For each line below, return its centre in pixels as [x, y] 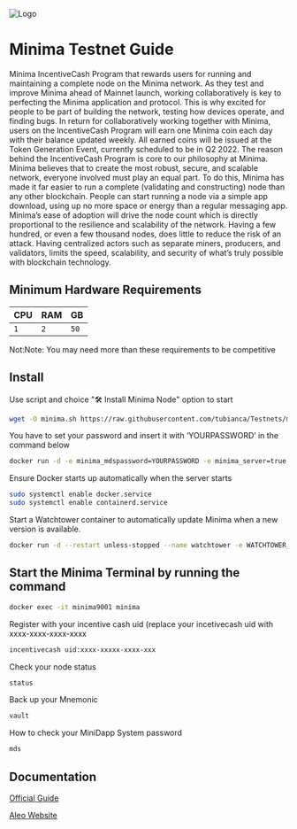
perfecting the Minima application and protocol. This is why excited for [138, 102]
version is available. [45, 529]
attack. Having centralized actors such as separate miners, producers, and [145, 243]
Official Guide [34, 798]
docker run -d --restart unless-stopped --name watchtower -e [126, 546]
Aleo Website [33, 815]
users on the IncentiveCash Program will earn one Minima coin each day [141, 130]
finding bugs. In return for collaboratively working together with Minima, [140, 120]
